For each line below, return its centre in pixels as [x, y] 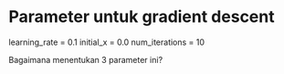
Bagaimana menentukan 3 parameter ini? [86, 59]
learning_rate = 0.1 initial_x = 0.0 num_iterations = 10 [107, 42]
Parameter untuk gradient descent [142, 17]
